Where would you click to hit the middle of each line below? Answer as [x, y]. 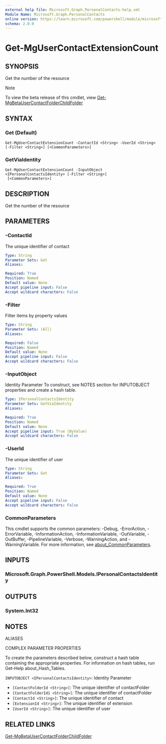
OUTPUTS [21, 596]
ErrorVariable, [19, 534]
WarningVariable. [23, 544]
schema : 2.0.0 [20, 24]
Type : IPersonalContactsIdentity [40, 399]
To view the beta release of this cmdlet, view [51, 98]
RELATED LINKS [30, 724]
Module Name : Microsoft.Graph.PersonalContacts [55, 14]
